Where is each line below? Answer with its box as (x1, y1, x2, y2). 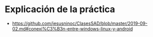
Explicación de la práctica (5, 4, 116, 15)
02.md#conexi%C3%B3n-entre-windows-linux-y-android (12, 25, 133, 31)
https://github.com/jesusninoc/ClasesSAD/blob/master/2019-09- (12, 20, 148, 26)
